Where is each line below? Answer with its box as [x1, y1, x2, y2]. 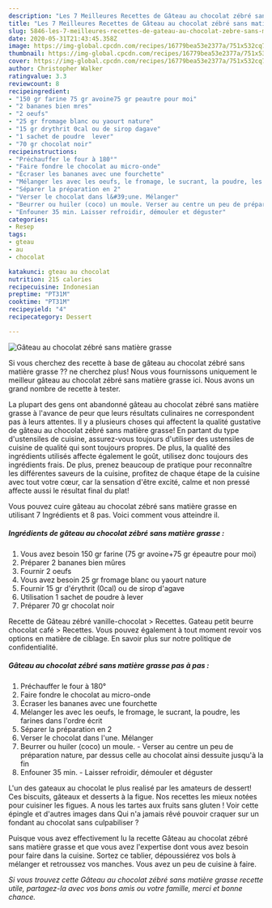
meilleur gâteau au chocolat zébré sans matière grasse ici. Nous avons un [8, 375, 255, 385]
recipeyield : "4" [8, 306, 67, 314]
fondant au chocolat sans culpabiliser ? [8, 817, 139, 827]
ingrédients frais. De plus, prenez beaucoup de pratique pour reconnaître [8, 460, 253, 469]
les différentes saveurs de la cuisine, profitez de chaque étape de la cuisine [8, 468, 261, 478]
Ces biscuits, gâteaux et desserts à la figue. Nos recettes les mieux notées [8, 791, 257, 801]
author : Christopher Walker [8, 65, 104, 73]
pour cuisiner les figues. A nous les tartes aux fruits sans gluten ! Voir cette [8, 800, 259, 810]
